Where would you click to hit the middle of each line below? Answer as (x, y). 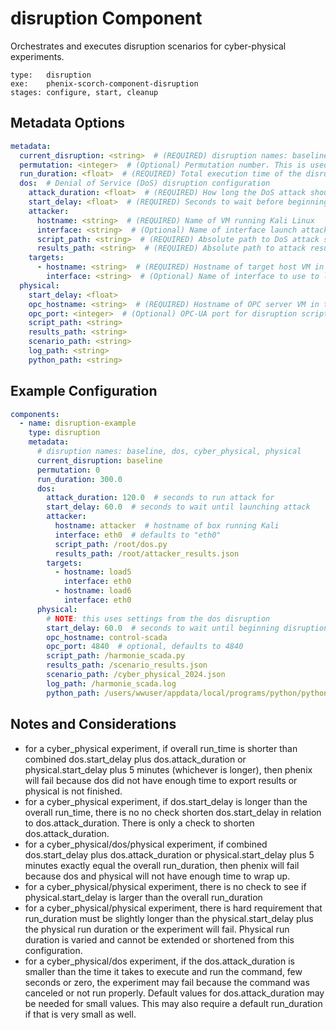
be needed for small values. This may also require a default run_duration (173, 1003)
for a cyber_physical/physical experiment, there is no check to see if (165, 886)
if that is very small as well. (80, 1014)
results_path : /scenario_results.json (127, 665)
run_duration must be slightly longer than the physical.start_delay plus (169, 918)
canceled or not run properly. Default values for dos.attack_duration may (174, 993)
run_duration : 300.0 (79, 479)
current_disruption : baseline (99, 460)
